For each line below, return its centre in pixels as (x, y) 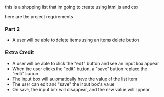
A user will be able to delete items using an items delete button (76, 40)
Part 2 (13, 29)
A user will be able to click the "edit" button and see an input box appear (85, 63)
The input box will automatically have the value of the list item (75, 79)
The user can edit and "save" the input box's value (63, 84)
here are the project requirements (39, 16)
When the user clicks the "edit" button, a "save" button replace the (80, 69)
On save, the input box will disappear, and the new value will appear (81, 89)
